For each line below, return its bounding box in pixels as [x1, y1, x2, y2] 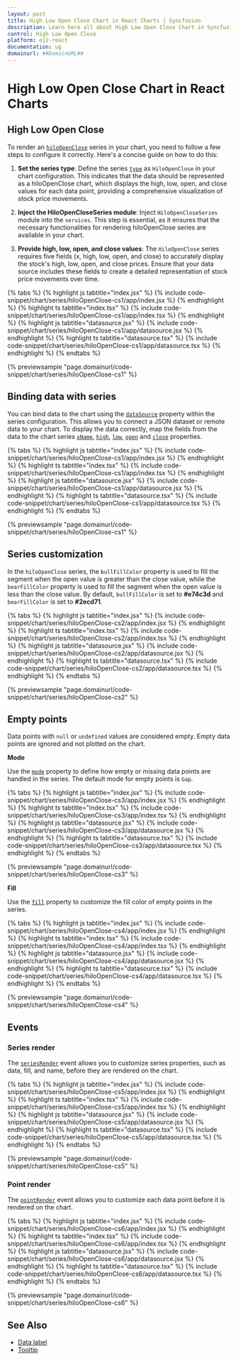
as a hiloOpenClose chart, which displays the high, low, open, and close [17, 179, 227, 188]
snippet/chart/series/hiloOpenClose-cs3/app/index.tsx [7, 811, 167, 820]
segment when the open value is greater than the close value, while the [7, 575, 216, 583]
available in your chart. [17, 230, 85, 239]
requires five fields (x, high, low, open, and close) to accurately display [17, 251, 225, 260]
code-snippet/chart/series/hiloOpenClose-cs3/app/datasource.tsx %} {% [7, 841, 223, 850]
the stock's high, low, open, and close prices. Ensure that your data [17, 259, 214, 268]
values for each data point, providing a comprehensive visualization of [17, 186, 223, 195]
